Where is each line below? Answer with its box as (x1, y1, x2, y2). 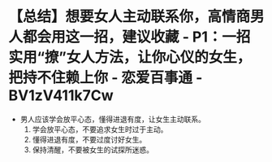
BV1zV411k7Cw (8, 86, 114, 105)
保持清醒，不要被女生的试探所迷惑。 (32, 144, 154, 155)
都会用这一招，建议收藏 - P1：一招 (23, 28, 251, 46)
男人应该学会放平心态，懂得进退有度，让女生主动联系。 (19, 114, 205, 124)
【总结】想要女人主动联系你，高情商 (8, 7, 251, 26)
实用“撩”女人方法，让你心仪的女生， (8, 48, 252, 67)
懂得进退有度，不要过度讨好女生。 (32, 134, 147, 144)
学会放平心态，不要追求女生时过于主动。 (32, 124, 168, 134)
